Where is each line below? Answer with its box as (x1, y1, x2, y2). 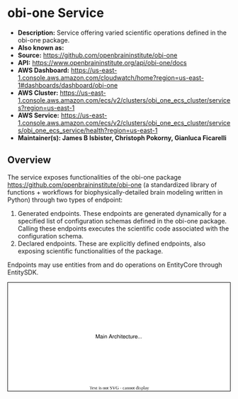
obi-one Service (7, 5, 104, 21)
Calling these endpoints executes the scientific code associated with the (17, 224, 229, 233)
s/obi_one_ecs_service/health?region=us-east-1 (17, 126, 158, 134)
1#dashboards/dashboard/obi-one (17, 81, 118, 89)
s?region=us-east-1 (17, 103, 75, 112)
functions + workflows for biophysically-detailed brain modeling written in (7, 187, 223, 196)
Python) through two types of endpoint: (7, 195, 123, 204)
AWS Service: (17, 111, 60, 120)
